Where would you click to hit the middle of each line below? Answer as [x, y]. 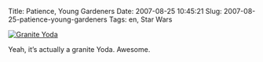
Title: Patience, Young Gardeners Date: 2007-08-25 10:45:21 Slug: [115, 11]
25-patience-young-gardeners [58, 19]
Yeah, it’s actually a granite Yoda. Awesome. [79, 49]
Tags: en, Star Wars [141, 19]
